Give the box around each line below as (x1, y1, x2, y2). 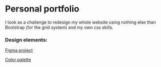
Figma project (5, 47, 33, 54)
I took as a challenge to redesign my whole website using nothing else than (5, 19, 156, 25)
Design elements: (5, 36, 48, 43)
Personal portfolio (5, 3, 80, 14)
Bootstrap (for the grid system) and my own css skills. (5, 24, 114, 30)
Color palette (5, 57, 31, 63)
